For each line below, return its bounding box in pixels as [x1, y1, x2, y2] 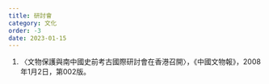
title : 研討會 [8, 11, 53, 20]
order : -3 [8, 26, 42, 34]
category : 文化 [8, 19, 57, 27]
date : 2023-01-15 [8, 34, 67, 42]
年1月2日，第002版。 [19, 67, 91, 77]
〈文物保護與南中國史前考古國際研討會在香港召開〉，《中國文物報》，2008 [19, 57, 261, 66]
